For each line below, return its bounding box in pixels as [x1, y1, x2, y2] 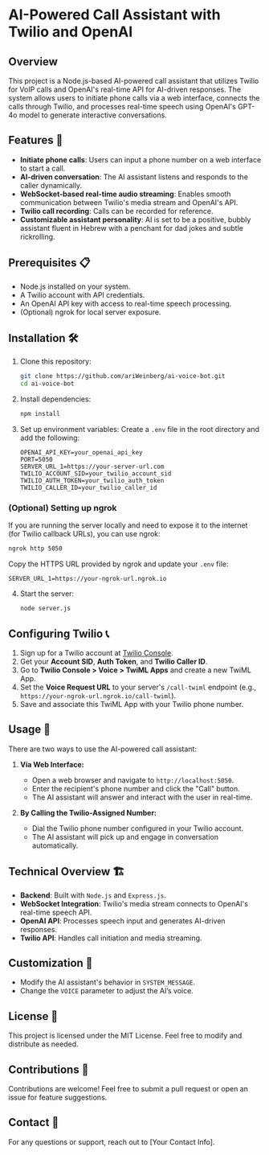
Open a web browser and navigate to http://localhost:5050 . [31, 775, 234, 785]
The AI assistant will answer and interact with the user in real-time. [31, 792, 253, 802]
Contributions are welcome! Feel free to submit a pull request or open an [8, 1083, 249, 1093]
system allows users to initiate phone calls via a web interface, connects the [8, 93, 260, 102]
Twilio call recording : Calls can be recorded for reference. [19, 206, 214, 216]
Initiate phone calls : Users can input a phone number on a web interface [19, 154, 262, 164]
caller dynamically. [19, 180, 83, 190]
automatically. [31, 841, 79, 850]
